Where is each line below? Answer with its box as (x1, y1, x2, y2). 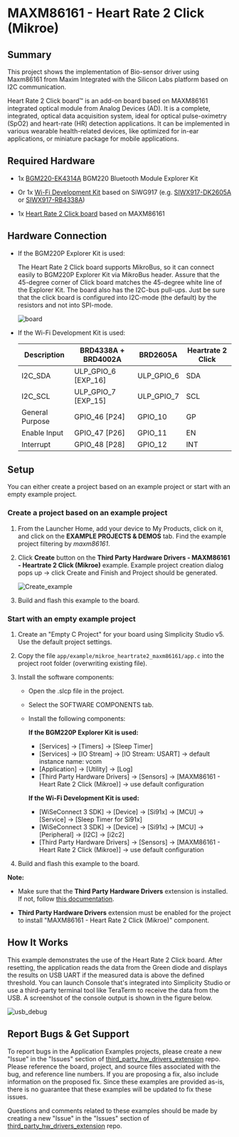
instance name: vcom (38, 757, 102, 766)
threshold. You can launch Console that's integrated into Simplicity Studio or (7, 978, 231, 986)
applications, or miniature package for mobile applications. (7, 134, 179, 143)
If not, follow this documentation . (17, 894, 115, 904)
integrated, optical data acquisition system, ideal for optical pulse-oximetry (7, 112, 228, 120)
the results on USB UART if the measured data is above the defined (7, 971, 205, 979)
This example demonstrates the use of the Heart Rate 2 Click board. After (7, 955, 223, 964)
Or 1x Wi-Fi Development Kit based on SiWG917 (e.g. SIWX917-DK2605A (17, 188, 232, 196)
